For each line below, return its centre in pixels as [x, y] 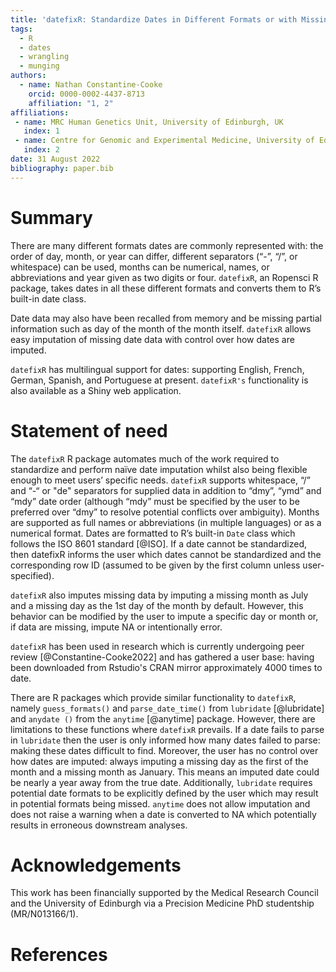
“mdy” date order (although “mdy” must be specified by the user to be [155, 501]
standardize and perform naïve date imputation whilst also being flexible [159, 469]
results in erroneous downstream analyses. [99, 825]
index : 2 [41, 150]
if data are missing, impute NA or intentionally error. [116, 627]
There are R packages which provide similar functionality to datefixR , [153, 697]
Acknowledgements [96, 865]
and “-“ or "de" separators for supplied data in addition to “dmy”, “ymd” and [166, 490]
